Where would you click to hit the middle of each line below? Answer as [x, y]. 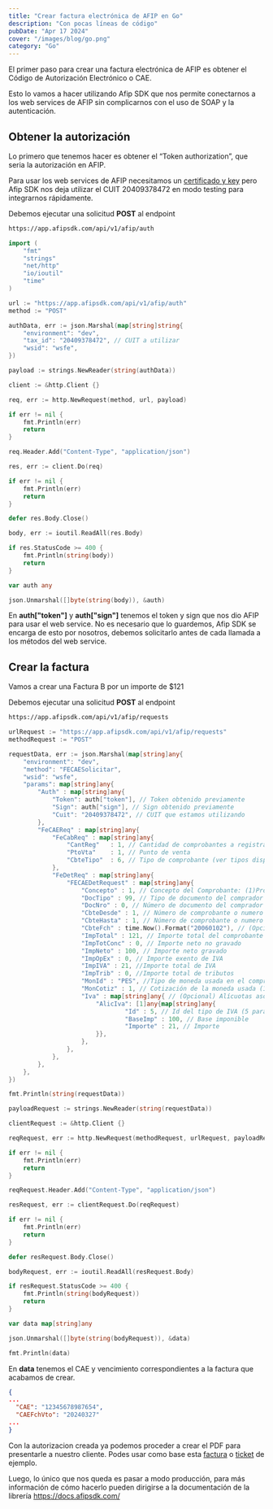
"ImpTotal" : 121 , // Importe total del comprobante [172, 935]
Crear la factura [49, 667]
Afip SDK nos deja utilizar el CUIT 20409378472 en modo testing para [126, 189]
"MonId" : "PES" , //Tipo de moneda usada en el [163, 981]
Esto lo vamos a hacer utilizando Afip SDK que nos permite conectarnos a [132, 94]
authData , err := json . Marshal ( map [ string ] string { [96, 325]
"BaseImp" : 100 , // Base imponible [187, 1019]
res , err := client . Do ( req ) [56, 467]
